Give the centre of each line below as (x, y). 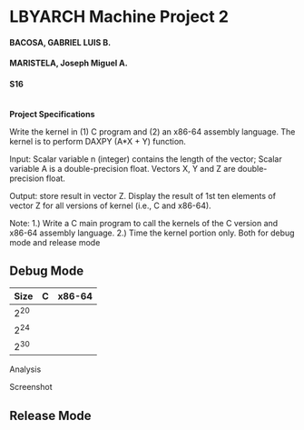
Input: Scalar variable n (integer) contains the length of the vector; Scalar (146, 159)
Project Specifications (52, 114)
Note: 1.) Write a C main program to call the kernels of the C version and (144, 223)
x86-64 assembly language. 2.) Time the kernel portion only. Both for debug (152, 233)
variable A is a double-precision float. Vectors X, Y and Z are (123, 168)
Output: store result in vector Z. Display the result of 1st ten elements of (143, 195)
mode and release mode (55, 242)
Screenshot (31, 387)
